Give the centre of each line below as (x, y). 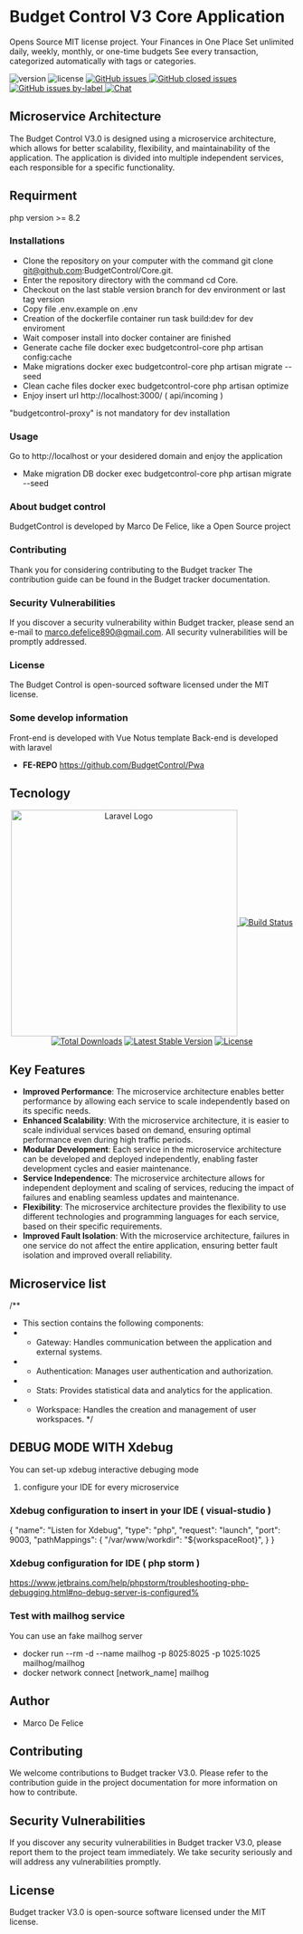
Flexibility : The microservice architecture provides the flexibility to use (154, 1207)
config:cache (47, 357)
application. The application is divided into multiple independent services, (147, 158)
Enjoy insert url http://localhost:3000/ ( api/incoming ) (123, 395)
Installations (37, 241)
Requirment (43, 196)
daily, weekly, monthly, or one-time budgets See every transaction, (134, 51)
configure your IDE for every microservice (100, 1487)
